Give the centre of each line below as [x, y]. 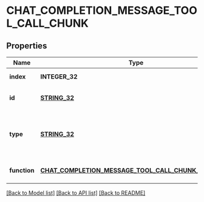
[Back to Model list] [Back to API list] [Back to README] [76, 193]
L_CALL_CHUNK [48, 23]
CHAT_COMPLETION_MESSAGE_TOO [102, 11]
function [22, 170]
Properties [27, 46]
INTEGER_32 [59, 77]
